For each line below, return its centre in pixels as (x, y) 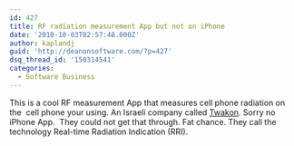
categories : (32, 69)
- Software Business (56, 77)
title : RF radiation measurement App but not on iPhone (117, 26)
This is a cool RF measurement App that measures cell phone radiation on (147, 102)
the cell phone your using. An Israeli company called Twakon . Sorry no (142, 112)
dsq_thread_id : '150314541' (63, 60)
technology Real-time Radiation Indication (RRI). (99, 131)
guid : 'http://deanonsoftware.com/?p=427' (91, 52)
